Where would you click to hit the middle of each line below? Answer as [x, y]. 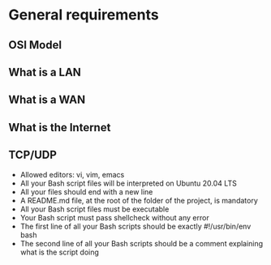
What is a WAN [47, 100]
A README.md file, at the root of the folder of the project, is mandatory [139, 200]
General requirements [84, 15]
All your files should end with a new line [86, 191]
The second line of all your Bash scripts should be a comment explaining [142, 243]
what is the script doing [60, 252]
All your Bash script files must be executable [95, 209]
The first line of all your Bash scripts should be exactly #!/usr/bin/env [135, 226]
